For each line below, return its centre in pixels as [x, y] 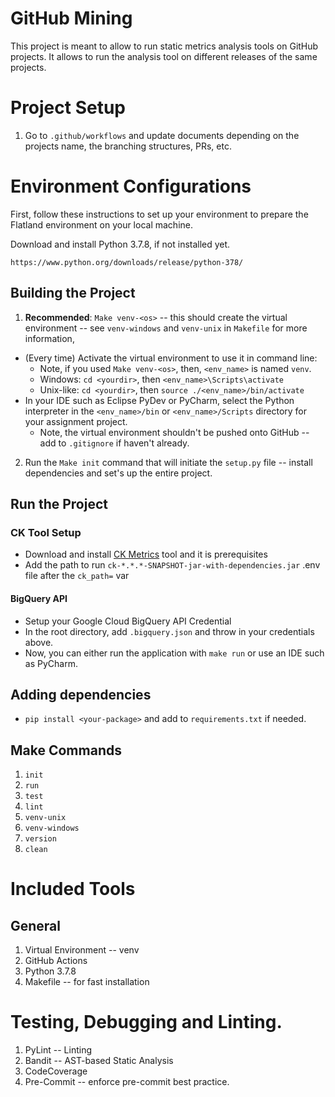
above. [39, 642]
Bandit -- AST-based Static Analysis [99, 1061]
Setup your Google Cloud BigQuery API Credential [128, 621]
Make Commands [66, 750]
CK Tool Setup [46, 532]
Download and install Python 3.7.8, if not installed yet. [120, 244]
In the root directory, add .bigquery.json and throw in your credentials [169, 631]
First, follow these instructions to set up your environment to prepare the [159, 214]
